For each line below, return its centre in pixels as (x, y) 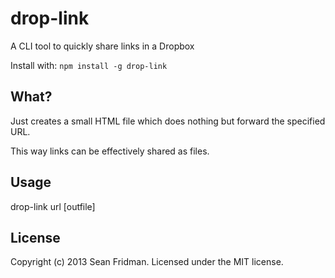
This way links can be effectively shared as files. (110, 151)
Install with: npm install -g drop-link (89, 65)
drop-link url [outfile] (53, 206)
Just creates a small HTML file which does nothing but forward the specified (168, 121)
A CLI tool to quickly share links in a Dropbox (102, 46)
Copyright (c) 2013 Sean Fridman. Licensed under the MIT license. (147, 262)
